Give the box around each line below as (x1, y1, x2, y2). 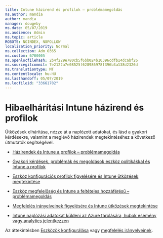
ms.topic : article (5, 35, 43, 40)
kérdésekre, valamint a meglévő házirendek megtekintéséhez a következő (5, 134, 156, 140)
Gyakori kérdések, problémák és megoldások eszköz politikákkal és (12, 159, 150, 164)
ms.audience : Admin (5, 30, 45, 35)
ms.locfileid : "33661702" (5, 80, 58, 85)
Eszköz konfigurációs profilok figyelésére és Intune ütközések (12, 173, 139, 179)
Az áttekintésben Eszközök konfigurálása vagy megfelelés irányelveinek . (5, 227, 153, 233)
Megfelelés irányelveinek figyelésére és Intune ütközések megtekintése (12, 203, 158, 209)
